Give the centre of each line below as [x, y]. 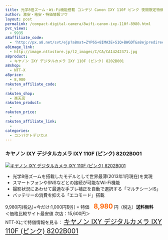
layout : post [19, 19]
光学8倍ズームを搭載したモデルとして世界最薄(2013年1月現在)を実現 [82, 176]
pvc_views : [16, 28]
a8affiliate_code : [24, 38]
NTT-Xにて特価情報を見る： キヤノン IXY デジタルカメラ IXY [84, 221]
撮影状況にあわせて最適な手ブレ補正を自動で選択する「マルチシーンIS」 [86, 188]
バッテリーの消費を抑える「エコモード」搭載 [58, 195]
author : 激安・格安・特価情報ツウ [36, 14]
